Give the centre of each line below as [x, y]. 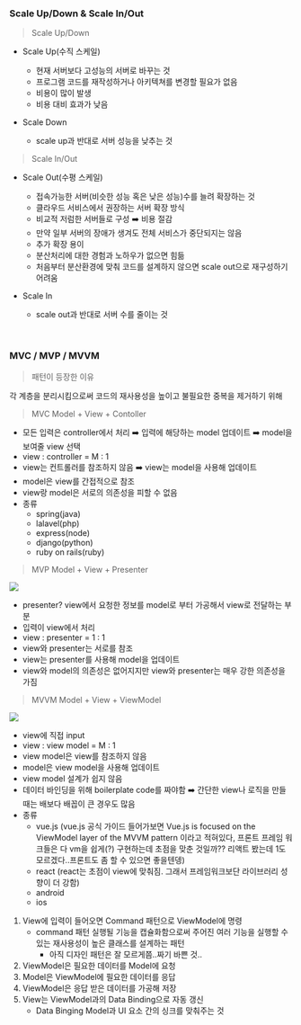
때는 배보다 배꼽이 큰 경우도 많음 [79, 804]
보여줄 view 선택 [51, 446]
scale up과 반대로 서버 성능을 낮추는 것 [104, 141]
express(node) [63, 532]
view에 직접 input [53, 735]
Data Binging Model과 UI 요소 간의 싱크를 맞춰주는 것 [130, 1011]
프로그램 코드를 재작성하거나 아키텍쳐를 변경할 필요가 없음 [137, 82]
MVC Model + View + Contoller [89, 414]
